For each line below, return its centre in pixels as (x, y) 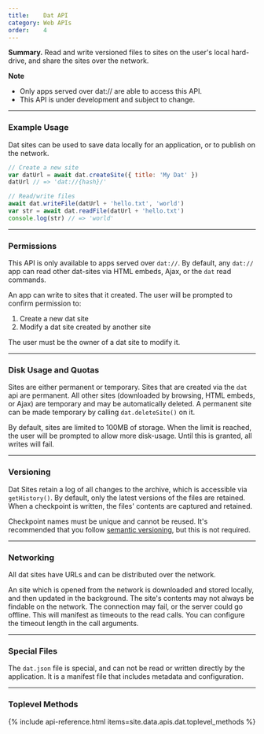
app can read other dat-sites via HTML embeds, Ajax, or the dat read (120, 272)
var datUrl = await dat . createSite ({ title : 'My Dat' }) (103, 175)
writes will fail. (31, 444)
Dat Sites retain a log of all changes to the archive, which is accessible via (128, 489)
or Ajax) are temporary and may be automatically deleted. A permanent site (130, 404)
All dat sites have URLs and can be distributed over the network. (112, 574)
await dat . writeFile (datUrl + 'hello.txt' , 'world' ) (96, 204)
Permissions (33, 246)
